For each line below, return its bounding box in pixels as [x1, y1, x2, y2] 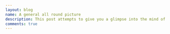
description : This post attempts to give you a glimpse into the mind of [5, 16, 166, 21]
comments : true [5, 21, 38, 26]
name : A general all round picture [5, 12, 81, 17]
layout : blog [5, 7, 33, 12]
